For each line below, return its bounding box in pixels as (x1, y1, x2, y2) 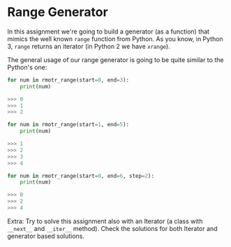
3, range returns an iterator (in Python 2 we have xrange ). (7, 42, 171, 50)
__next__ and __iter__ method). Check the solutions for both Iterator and (7, 224, 218, 232)
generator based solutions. (7, 232, 85, 240)
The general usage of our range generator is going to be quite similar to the (7, 55, 224, 63)
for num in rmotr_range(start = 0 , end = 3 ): (7, 76, 130, 84)
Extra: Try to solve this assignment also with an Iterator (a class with (7, 217, 203, 225)
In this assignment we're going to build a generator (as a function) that (7, 27, 210, 36)
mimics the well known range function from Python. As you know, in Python (7, 34, 223, 43)
